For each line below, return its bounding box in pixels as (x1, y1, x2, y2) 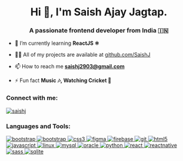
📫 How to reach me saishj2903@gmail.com (14, 63, 125, 70)
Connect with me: (6, 94, 58, 102)
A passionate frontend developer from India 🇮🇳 (29, 27, 169, 35)
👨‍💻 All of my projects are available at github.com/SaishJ (14, 51, 151, 58)
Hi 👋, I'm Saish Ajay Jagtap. (30, 5, 168, 19)
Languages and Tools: (6, 122, 71, 130)
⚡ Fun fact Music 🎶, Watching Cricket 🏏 (14, 77, 112, 84)
